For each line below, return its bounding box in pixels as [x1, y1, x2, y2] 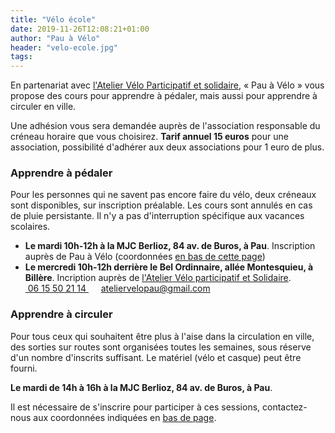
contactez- [262, 401, 308, 413]
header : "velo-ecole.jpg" [10, 42, 118, 53]
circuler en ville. [10, 101, 77, 113]
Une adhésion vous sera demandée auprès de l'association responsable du [10, 120, 321, 132]
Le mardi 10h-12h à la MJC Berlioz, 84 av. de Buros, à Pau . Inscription [24, 240, 316, 252]
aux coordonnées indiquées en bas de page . [33, 411, 217, 423]
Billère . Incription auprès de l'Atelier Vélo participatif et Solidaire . [24, 272, 292, 284]
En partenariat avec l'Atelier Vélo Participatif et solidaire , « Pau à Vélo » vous [10, 79, 325, 91]
